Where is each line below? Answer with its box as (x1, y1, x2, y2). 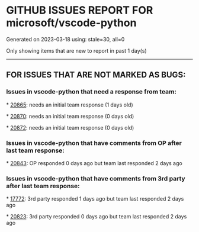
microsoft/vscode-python (6, 16, 137, 30)
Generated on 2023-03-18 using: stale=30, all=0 (6, 36, 125, 43)
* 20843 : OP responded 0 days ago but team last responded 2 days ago (6, 159, 182, 166)
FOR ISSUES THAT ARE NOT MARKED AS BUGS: (6, 70, 186, 80)
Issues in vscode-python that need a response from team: (6, 88, 176, 96)
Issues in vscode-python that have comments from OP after (6, 138, 182, 147)
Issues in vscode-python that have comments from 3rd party (6, 174, 185, 182)
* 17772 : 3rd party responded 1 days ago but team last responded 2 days (6, 195, 184, 202)
